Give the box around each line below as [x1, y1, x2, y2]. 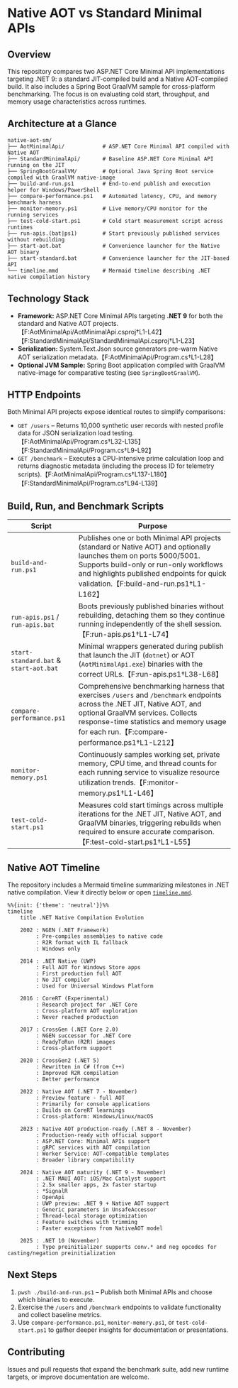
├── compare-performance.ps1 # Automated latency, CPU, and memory [7, 192, 217, 200]
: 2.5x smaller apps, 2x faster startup [35, 1181, 157, 1188]
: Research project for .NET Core [35, 1001, 138, 1009]
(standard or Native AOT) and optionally [78, 542, 211, 552]
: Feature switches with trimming [35, 1219, 138, 1226]
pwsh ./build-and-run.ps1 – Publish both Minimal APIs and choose [17, 1287, 212, 1296]
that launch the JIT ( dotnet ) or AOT [78, 650, 195, 660]
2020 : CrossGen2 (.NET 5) [20, 1057, 100, 1064]
